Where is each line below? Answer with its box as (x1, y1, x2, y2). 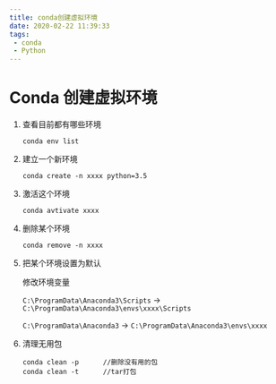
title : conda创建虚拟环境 (9, 13, 99, 22)
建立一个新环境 (22, 154, 78, 165)
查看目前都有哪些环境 (22, 119, 101, 130)
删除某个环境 (22, 223, 70, 234)
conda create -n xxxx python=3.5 (22, 172, 148, 181)
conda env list (22, 137, 80, 146)
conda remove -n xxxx (22, 241, 103, 251)
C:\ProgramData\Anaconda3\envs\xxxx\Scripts (22, 304, 192, 313)
